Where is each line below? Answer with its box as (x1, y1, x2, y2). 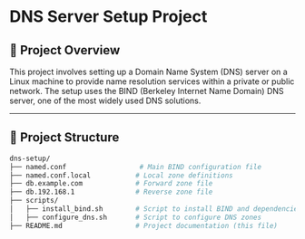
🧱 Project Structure (9, 129, 120, 146)
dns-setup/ (9, 154, 51, 163)
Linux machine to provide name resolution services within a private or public (9, 76, 295, 87)
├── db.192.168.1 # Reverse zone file (9, 187, 213, 196)
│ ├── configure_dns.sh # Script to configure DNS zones (9, 213, 261, 222)
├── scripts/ (9, 196, 59, 206)
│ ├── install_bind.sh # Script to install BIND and (9, 205, 250, 214)
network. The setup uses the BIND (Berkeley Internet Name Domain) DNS (9, 86, 284, 96)
